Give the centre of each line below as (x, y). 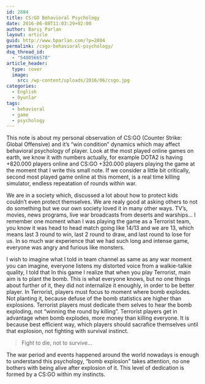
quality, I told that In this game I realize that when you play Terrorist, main (99, 272)
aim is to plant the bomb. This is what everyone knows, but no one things (99, 279)
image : (20, 75)
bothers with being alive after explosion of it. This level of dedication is (95, 368)
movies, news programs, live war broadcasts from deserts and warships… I (101, 215)
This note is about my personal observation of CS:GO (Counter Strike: (94, 138)
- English (24, 92)
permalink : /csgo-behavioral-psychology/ (60, 47)
